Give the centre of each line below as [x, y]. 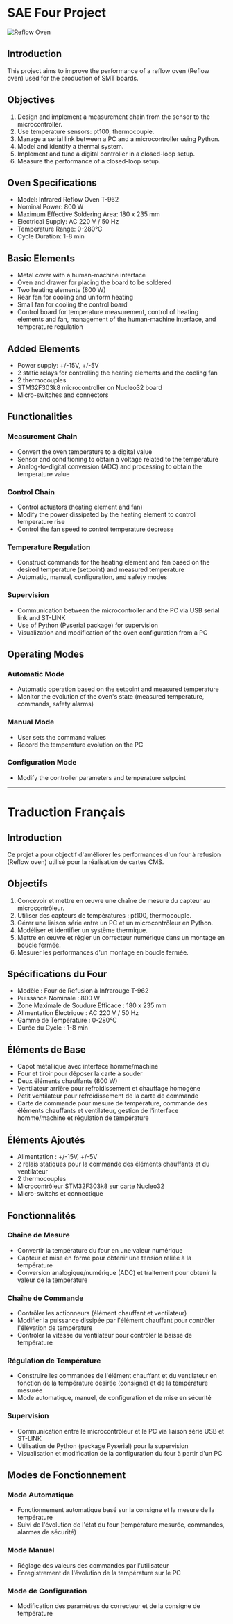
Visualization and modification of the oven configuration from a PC [112, 632]
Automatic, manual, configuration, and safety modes [92, 577]
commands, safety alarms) [55, 704]
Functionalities [40, 417]
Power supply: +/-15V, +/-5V [58, 365]
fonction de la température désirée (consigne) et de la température [112, 1383]
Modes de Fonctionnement [67, 1475]
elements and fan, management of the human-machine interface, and [116, 319]
